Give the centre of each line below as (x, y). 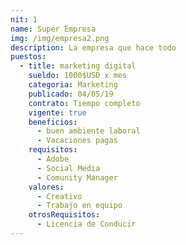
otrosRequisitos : (64, 215)
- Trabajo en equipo (79, 206)
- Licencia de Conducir (86, 224)
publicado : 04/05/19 (71, 94)
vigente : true (57, 112)
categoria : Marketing (73, 85)
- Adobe (53, 159)
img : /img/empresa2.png (60, 38)
